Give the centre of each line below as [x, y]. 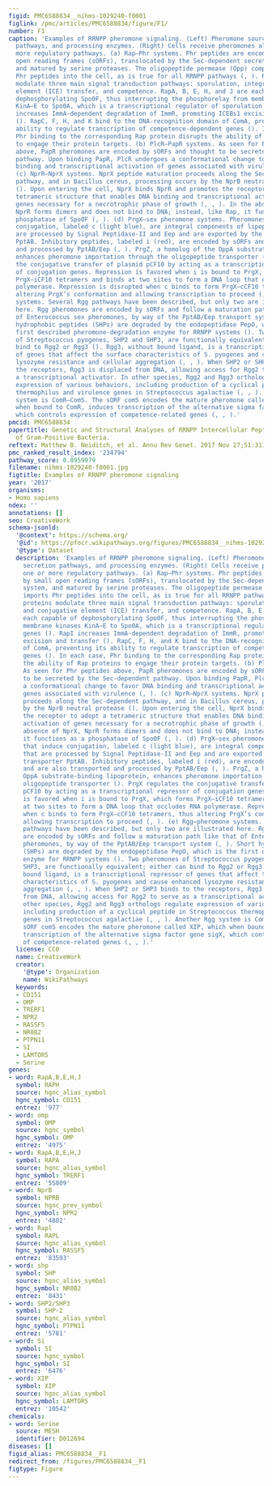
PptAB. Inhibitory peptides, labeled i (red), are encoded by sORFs [134, 242]
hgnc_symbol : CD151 [49, 1100]
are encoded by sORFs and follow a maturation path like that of [136, 837]
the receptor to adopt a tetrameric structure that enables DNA [134, 716]
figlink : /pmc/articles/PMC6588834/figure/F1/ [88, 23]
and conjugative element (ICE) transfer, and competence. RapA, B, [139, 611]
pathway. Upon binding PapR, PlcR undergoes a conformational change [135, 159]
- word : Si [27, 1341]
